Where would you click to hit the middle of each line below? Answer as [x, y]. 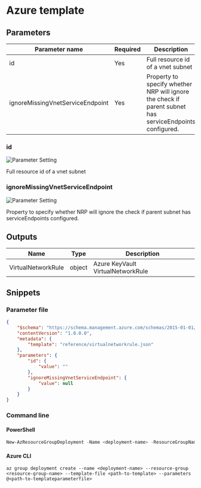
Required [128, 49]
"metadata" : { [34, 339]
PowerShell [21, 429]
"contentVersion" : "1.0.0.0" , [55, 333]
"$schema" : [31, 328]
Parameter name [59, 49]
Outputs [22, 237]
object [79, 268]
